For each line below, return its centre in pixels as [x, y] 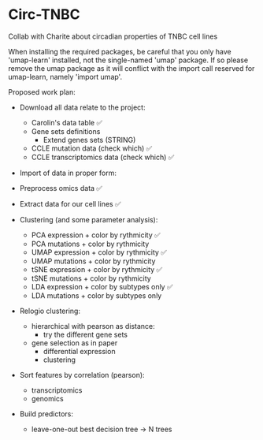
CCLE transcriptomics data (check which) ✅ [103, 157]
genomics [48, 398]
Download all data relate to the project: [82, 107]
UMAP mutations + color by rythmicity [93, 261]
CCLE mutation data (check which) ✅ [92, 148]
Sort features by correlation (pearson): [82, 375]
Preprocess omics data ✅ [61, 188]
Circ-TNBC [44, 15]
